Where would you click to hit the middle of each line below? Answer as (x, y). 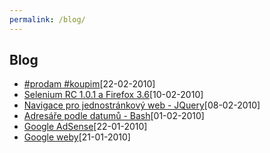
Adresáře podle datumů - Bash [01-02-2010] (114, 116)
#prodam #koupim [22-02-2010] (89, 84)
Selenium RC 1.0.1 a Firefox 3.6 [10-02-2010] (113, 95)
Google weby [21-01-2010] (77, 137)
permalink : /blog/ (47, 19)
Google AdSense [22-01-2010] (85, 127)
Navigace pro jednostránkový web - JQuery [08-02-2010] (142, 105)
